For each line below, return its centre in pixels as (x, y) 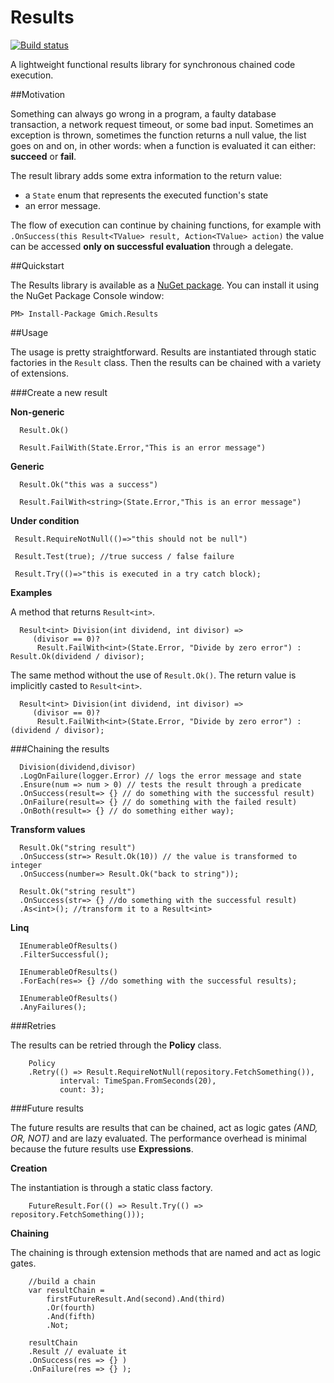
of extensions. (40, 373)
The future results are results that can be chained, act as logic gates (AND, (164, 1127)
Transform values (48, 829)
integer (26, 865)
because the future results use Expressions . (102, 1148)
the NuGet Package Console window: (87, 295)
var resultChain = (66, 1290)
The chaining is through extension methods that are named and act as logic (166, 1252)
